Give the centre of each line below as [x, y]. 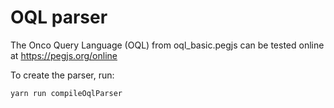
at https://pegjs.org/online [64, 55]
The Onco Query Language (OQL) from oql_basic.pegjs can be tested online [167, 45]
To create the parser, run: [62, 75]
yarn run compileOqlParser [66, 93]
